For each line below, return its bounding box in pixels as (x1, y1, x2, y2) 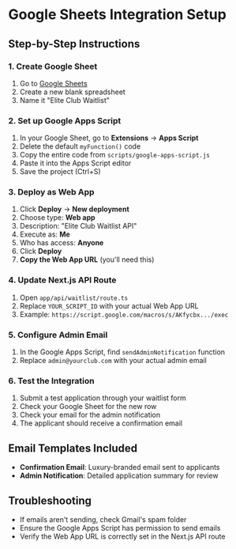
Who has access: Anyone (19, 238, 104, 248)
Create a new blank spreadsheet (19, 87, 126, 97)
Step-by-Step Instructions (8, 37, 140, 51)
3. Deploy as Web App (8, 187, 95, 198)
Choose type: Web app (19, 213, 96, 222)
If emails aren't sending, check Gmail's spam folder (19, 514, 187, 524)
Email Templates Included (8, 441, 138, 455)
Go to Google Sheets (19, 78, 88, 88)
